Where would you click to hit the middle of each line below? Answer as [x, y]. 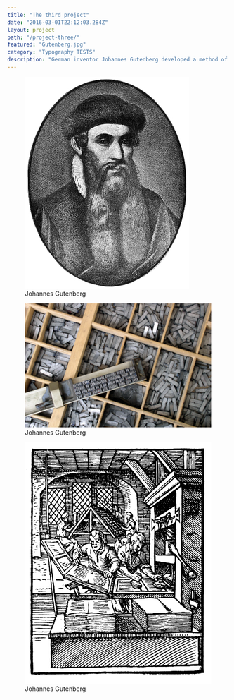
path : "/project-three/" [44, 37]
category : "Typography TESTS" [52, 52]
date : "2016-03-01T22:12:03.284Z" [58, 22]
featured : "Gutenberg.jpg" [47, 45]
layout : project [31, 30]
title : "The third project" [48, 15]
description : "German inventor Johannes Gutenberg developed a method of [118, 60]
